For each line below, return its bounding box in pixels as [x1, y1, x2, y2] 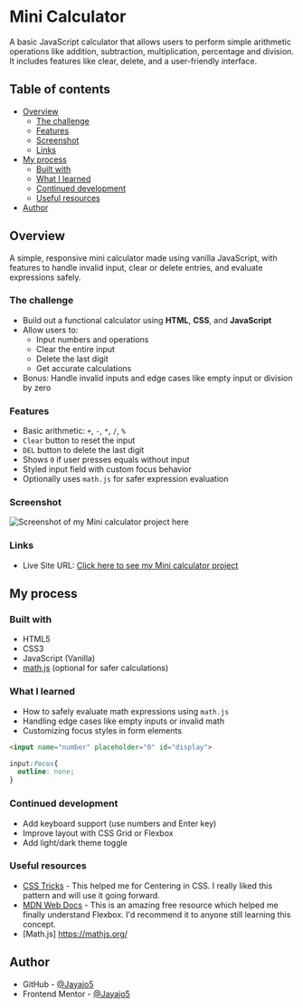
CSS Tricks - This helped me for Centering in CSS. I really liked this [22, 880, 273, 891]
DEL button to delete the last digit [22, 445, 145, 456]
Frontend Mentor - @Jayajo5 [22, 988, 131, 999]
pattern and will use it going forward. [22, 889, 160, 900]
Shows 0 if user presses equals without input [22, 455, 190, 466]
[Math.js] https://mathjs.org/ [22, 928, 128, 939]
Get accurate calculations [35, 362, 132, 373]
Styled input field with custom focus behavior [22, 464, 193, 475]
